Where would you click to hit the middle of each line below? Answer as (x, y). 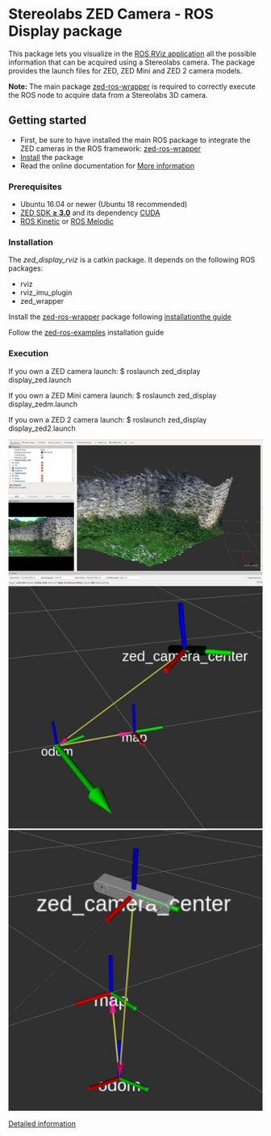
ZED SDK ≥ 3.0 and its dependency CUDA (90, 213)
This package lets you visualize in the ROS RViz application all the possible (132, 53)
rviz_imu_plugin (46, 292)
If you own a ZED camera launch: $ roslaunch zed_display (104, 371)
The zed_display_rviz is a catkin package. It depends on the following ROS (132, 260)
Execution (29, 354)
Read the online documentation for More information (107, 166)
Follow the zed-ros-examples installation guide (86, 333)
